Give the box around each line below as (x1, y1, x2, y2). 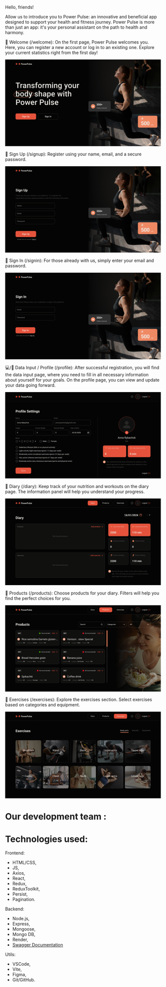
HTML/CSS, (12, 860, 37, 866)
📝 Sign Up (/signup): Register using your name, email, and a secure (5, 151, 142, 157)
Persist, (12, 891, 28, 897)
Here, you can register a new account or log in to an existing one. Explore (5, 45, 155, 50)
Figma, (12, 972, 27, 978)
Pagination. (12, 896, 36, 902)
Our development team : (5, 811, 107, 822)
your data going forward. (5, 382, 56, 388)
